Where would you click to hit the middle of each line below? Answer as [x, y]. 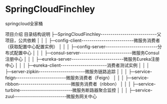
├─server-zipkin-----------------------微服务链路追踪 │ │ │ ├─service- [79, 71]
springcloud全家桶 [24, 23]
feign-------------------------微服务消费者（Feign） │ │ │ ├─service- [77, 78]
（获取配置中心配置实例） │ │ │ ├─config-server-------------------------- [81, 46]
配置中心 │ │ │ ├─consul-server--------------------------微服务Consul [86, 53]
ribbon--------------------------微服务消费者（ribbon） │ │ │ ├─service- [80, 84]
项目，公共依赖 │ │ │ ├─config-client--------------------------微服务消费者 [83, 40]
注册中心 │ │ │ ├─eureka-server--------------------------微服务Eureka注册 [82, 59]
